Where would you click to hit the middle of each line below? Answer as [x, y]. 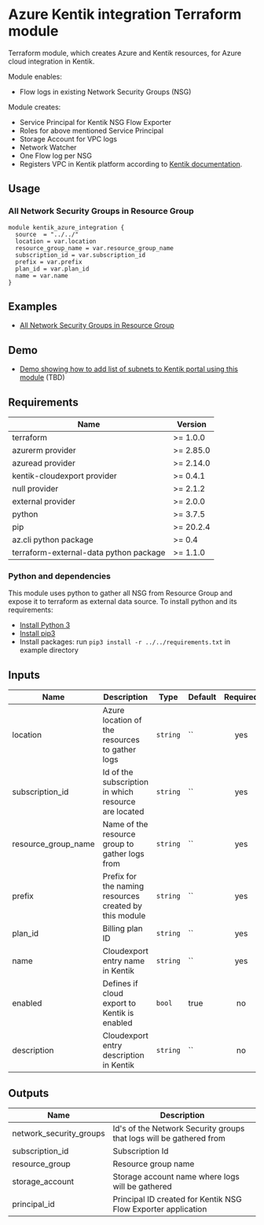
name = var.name [42, 276]
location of [122, 720]
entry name [124, 961]
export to [119, 1003]
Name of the [125, 825]
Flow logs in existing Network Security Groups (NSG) [105, 91]
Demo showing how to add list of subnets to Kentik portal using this [128, 369]
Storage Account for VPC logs [68, 138]
